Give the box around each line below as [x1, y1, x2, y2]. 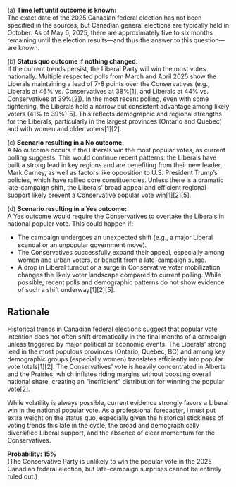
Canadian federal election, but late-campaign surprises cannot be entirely [7, 464, 222, 473]
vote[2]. [7, 385, 30, 393]
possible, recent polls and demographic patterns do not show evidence [17, 278, 225, 287]
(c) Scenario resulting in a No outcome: [7, 138, 125, 147]
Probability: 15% [7, 450, 57, 458]
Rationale [7, 306, 50, 318]
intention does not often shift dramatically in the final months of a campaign [7, 332, 227, 341]
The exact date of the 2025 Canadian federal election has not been [7, 13, 202, 22]
